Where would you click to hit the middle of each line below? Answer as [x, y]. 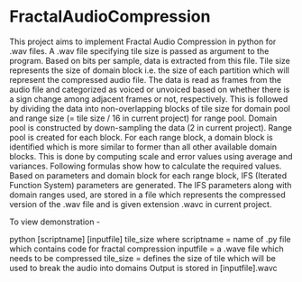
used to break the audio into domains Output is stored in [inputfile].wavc [143, 268]
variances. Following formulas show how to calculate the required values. [146, 166]
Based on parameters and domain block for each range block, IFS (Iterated [148, 175]
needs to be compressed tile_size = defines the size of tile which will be [143, 258]
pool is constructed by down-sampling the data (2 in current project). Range [151, 127]
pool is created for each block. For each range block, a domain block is [141, 137]
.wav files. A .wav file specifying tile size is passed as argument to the [139, 50]
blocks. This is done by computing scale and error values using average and [151, 156]
